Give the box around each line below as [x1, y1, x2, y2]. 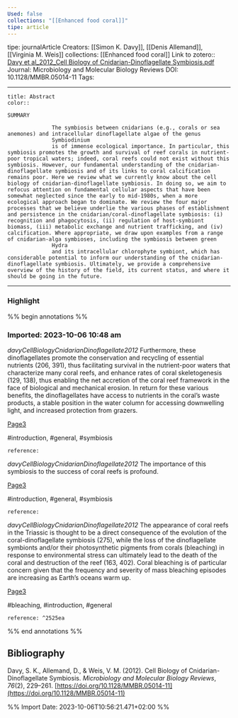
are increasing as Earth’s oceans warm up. [7, 573, 131, 581]
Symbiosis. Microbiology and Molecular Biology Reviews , [49, 673, 217, 682]
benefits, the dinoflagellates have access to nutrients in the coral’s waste [7, 391, 220, 399]
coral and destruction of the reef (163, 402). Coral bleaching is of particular [7, 558, 227, 566]
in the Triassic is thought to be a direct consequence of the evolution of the [7, 528, 227, 537]
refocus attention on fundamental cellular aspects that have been [7, 186, 211, 193]
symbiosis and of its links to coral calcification [55, 168, 211, 175]
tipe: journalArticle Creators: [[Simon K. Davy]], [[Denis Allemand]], [7, 43, 203, 52]
